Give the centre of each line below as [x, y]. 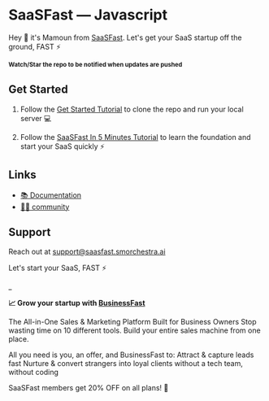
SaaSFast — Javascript [88, 15]
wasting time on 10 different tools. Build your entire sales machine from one [135, 330]
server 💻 [36, 118]
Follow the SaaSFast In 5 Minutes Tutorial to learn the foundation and [135, 137]
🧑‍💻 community [45, 207]
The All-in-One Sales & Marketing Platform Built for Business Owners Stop [133, 322]
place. [19, 339]
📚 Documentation [51, 195]
